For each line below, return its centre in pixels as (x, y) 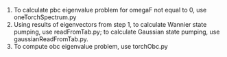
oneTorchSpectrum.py (45, 17)
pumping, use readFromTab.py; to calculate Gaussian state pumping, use (117, 32)
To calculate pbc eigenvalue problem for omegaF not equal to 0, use (110, 10)
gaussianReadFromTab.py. (51, 39)
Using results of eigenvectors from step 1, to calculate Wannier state (110, 24)
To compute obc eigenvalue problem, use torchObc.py (91, 46)
